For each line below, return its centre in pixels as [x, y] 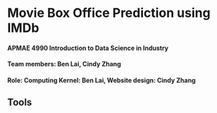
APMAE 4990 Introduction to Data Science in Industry [88, 48]
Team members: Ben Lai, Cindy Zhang [64, 64]
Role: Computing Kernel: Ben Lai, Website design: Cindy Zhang [101, 80]
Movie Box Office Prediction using [109, 13]
